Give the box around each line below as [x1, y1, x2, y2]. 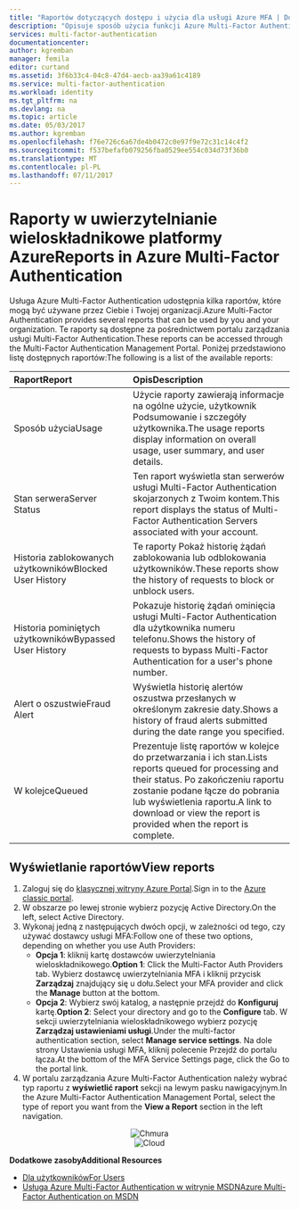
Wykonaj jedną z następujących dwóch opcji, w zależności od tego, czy [21, 921, 286, 932]
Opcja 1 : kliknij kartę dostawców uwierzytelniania [35, 949, 216, 960]
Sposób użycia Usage [13, 422, 103, 435]
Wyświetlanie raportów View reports [9, 859, 215, 874]
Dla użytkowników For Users [21, 1173, 125, 1182]
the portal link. [35, 1064, 89, 1073]
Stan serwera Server [13, 493, 98, 505]
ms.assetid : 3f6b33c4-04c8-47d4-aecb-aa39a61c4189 [9, 71, 201, 80]
